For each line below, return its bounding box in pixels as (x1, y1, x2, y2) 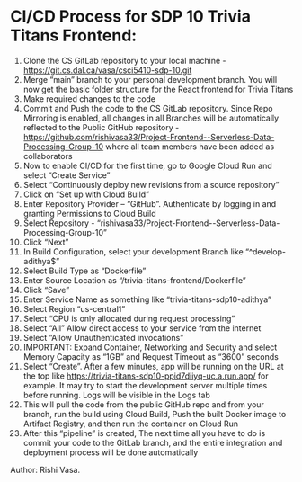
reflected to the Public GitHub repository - (22, 121, 180, 132)
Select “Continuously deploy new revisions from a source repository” (22, 179, 280, 190)
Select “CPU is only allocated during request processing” (22, 313, 235, 324)
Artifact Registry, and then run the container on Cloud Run (22, 418, 239, 429)
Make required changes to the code (22, 93, 156, 104)
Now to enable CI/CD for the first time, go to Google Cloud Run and (22, 160, 272, 171)
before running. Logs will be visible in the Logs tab (22, 389, 210, 400)
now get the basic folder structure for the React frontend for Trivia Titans (22, 84, 294, 94)
